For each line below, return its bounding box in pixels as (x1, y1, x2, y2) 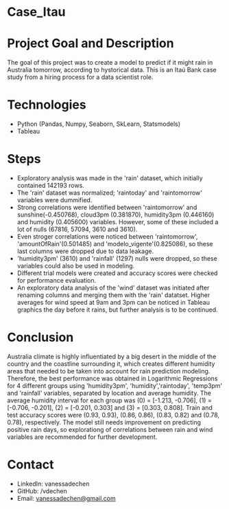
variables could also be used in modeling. (16, 262, 135, 270)
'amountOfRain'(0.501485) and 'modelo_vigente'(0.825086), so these (16, 240, 214, 248)
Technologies (7, 97, 87, 113)
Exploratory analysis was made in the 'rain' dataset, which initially (16, 174, 204, 182)
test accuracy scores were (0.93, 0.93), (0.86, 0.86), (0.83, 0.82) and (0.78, (7, 411, 220, 419)
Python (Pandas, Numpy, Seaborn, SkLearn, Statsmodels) (16, 120, 180, 128)
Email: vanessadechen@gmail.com (16, 494, 116, 502)
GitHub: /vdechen (16, 486, 67, 495)
